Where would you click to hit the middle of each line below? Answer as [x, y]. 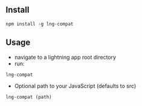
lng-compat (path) [29, 97]
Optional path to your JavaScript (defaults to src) [75, 86]
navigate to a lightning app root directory [65, 57]
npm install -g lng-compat [40, 24]
